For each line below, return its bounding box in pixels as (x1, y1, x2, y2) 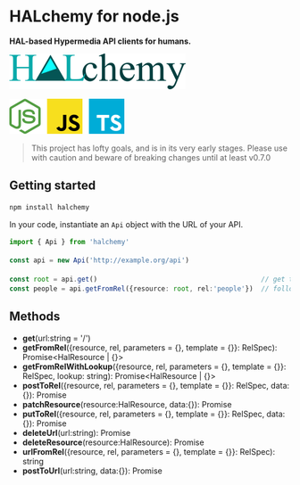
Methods (9, 309, 61, 325)
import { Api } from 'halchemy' (9, 237, 129, 246)
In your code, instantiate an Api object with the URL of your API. (9, 218, 244, 229)
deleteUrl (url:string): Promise (21, 427, 131, 438)
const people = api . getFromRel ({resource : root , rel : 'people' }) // (9, 284, 270, 293)
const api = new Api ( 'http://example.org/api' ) (9, 256, 190, 265)
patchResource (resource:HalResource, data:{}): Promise (21, 399, 232, 409)
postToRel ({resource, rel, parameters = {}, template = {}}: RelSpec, (21, 380, 270, 390)
